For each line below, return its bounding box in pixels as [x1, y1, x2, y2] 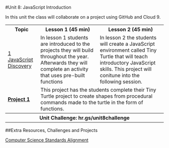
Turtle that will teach [100, 53, 148, 60]
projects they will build [40, 47, 94, 53]
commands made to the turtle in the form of [40, 99, 143, 106]
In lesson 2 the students [100, 34, 157, 41]
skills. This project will [100, 65, 152, 72]
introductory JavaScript [100, 59, 156, 66]
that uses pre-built [40, 72, 85, 79]
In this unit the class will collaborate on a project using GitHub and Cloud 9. [5, 14, 161, 20]
